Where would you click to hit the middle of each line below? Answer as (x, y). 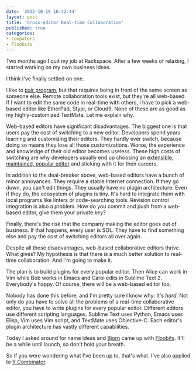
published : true (26, 28)
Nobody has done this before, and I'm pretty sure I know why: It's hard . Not (97, 295)
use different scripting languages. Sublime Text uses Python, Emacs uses (94, 314)
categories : (20, 33)
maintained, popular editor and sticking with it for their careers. (82, 163)
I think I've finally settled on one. (45, 78)
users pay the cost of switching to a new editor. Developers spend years (93, 132)
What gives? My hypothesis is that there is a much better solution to (88, 254)
